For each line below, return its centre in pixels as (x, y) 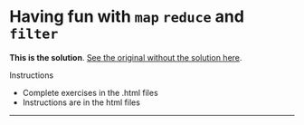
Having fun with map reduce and (127, 17)
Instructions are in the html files (81, 102)
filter (34, 34)
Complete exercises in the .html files (90, 92)
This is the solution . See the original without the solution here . (126, 57)
